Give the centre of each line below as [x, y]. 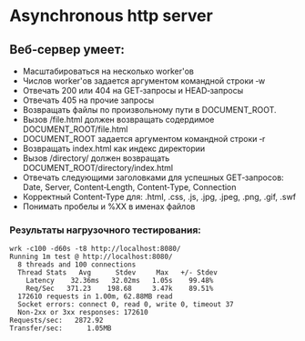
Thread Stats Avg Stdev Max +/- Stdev [118, 273]
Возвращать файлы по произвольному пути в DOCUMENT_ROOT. [149, 110]
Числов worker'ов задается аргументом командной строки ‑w [144, 81]
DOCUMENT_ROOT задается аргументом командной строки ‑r [144, 139]
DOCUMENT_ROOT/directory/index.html [98, 168]
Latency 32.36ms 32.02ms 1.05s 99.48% [120, 281]
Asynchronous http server [112, 16]
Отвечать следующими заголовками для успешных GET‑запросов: [153, 177]
